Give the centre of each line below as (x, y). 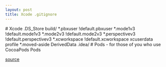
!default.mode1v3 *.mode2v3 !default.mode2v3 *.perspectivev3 (70, 34)
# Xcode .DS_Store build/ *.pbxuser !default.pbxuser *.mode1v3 (70, 28)
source (12, 59)
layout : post (19, 10)
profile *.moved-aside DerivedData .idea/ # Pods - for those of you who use (83, 44)
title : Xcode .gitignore (31, 14)
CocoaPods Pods (23, 50)
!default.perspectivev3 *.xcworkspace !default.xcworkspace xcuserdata (79, 39)
